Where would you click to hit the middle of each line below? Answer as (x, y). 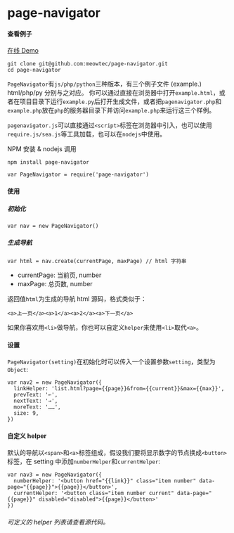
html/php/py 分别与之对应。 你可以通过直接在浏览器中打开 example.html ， (113, 93)
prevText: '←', (36, 395)
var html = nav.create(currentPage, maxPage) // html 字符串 (97, 261)
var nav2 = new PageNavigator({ (54, 383)
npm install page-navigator (48, 162)
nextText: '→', (36, 401)
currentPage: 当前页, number (59, 275)
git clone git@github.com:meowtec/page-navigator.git (88, 64)
